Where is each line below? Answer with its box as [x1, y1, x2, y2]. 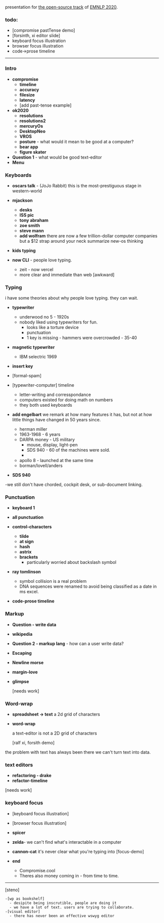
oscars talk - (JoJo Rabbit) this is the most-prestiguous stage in [12, 183, 142, 188]
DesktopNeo [19, 128, 46, 134]
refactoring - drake [12, 773, 52, 779]
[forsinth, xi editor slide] [12, 33, 61, 39]
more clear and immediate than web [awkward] [19, 272, 115, 277]
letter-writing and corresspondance [19, 392, 91, 398]
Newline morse [12, 659, 44, 665]
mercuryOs [19, 123, 43, 129]
